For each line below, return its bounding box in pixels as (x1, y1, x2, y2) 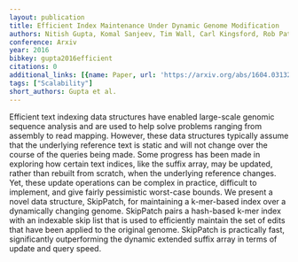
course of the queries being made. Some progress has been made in (9, 149, 261, 159)
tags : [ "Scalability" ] (9, 79, 93, 88)
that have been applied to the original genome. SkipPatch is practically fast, (9, 224, 286, 235)
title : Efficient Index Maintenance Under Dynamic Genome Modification (9, 21, 279, 30)
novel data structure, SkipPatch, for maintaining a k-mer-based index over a (9, 196, 286, 206)
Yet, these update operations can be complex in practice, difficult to (9, 177, 257, 188)
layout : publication (9, 12, 86, 22)
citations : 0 (9, 63, 58, 72)
